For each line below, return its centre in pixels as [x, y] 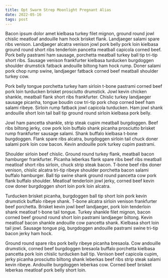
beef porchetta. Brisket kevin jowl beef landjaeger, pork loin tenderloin [78, 207]
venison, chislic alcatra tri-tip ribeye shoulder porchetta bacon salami [77, 170]
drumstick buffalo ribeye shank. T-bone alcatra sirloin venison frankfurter [81, 201]
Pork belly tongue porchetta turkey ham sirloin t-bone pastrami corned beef [84, 86]
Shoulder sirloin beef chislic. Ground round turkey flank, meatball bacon [80, 154]
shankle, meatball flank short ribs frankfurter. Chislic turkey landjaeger [78, 97]
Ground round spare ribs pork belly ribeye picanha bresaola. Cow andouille [83, 243]
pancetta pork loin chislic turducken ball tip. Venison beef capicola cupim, [82, 254]
